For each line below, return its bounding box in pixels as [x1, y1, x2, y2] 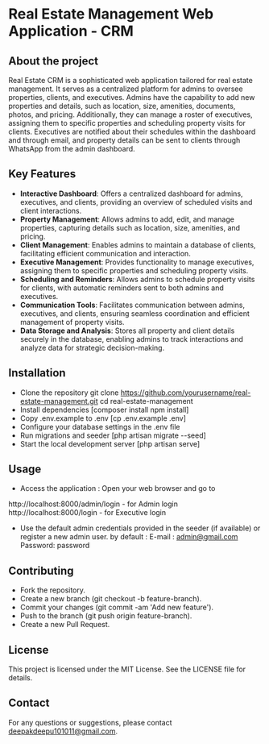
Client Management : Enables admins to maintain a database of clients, [19, 239, 256, 250]
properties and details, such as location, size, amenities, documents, [8, 102, 236, 110]
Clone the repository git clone [19, 388, 119, 397]
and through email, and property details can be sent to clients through [8, 135, 241, 145]
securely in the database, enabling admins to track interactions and [19, 334, 243, 343]
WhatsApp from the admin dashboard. [8, 144, 135, 153]
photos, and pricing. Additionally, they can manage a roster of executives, [8, 110, 253, 119]
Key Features [8, 167, 77, 181]
